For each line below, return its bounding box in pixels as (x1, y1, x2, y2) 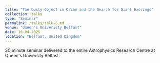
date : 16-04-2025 (5, 30, 40, 34)
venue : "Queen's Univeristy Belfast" (5, 25, 82, 30)
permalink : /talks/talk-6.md (5, 20, 64, 26)
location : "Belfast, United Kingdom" (5, 34, 82, 39)
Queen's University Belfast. (5, 52, 60, 58)
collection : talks (5, 12, 42, 16)
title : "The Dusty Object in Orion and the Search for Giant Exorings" (5, 7, 154, 12)
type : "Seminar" (5, 16, 38, 21)
